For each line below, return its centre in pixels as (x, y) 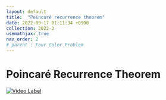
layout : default (26, 12)
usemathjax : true (28, 34)
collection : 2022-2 (30, 28)
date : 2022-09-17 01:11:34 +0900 (48, 23)
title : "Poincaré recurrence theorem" (56, 17)
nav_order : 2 (22, 39)
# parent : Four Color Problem (45, 45)
